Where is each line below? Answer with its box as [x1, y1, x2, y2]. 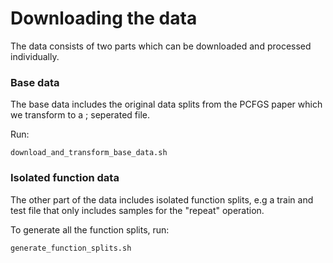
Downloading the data [10, 7, 198, 30]
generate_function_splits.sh [10, 243, 132, 253]
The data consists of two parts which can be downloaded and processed [10, 40, 312, 52]
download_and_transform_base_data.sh [10, 148, 168, 158]
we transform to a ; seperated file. [10, 109, 150, 121]
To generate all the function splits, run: [10, 223, 170, 236]
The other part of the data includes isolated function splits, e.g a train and [10, 193, 314, 206]
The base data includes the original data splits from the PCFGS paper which [10, 98, 323, 111]
